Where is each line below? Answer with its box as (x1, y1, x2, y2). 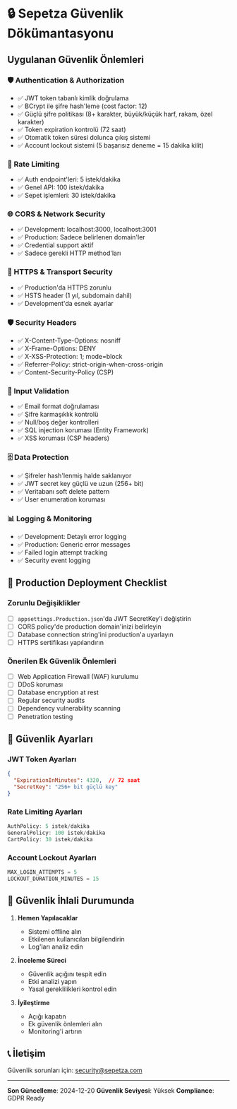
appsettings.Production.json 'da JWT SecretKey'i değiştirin (17, 614, 192, 622)
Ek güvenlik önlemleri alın (28, 1019, 102, 1028)
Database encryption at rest (17, 688, 99, 696)
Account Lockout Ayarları (7, 853, 97, 862)
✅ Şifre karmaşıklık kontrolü (17, 410, 99, 419)
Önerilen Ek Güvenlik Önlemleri (7, 656, 116, 666)
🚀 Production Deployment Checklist (7, 577, 167, 589)
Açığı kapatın (28, 1012, 66, 1021)
